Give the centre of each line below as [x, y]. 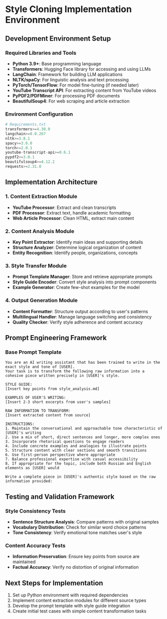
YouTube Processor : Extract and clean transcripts [64, 208]
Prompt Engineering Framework [56, 338]
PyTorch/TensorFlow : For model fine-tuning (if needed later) [75, 85]
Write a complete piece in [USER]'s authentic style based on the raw [80, 477]
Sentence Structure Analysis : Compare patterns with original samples [86, 522]
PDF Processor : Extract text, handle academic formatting [72, 213]
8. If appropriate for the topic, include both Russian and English [78, 464]
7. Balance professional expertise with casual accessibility [71, 459]
